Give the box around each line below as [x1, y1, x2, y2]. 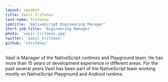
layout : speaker [5, 7, 40, 13]
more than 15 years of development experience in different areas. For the [5, 60, 158, 66]
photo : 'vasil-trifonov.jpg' [5, 31, 67, 36]
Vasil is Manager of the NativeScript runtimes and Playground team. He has [5, 54, 163, 61]
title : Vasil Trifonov [5, 12, 53, 17]
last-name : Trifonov [5, 17, 49, 22]
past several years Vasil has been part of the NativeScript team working [5, 65, 156, 71]
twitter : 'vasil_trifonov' [5, 36, 63, 41]
